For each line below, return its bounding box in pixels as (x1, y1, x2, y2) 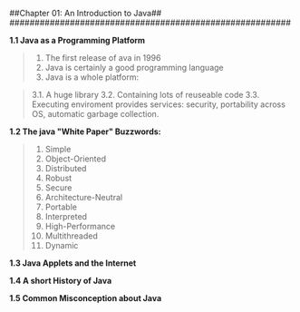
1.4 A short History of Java (9, 276, 112, 286)
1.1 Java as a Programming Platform (9, 35, 146, 45)
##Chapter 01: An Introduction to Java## (9, 8, 162, 18)
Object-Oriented (44, 153, 107, 164)
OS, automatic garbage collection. (31, 109, 160, 119)
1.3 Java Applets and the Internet (9, 258, 137, 268)
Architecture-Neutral (44, 192, 123, 202)
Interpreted (44, 211, 88, 221)
